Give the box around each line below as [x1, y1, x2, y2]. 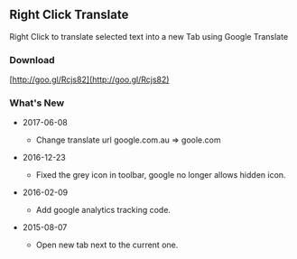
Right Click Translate [9, 7, 129, 23]
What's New [9, 97, 65, 109]
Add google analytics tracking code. [35, 205, 172, 216]
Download [9, 53, 56, 66]
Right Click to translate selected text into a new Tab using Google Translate [9, 31, 289, 42]
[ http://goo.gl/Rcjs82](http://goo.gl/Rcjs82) [9, 74, 170, 85]
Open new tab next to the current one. [35, 239, 179, 251]
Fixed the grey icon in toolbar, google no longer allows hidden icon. [35, 170, 286, 180]
